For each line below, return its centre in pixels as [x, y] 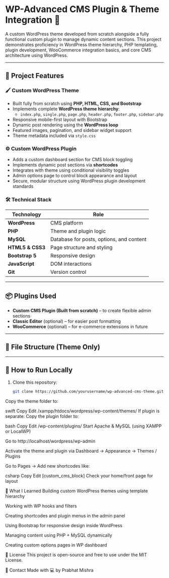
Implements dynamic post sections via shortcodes [65, 165]
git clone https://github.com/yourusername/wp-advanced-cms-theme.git [88, 391]
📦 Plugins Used [31, 296]
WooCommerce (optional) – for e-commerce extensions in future [80, 327]
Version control [68, 272]
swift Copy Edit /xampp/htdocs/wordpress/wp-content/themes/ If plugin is [82, 411]
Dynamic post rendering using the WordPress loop [65, 125]
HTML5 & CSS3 [27, 248]
